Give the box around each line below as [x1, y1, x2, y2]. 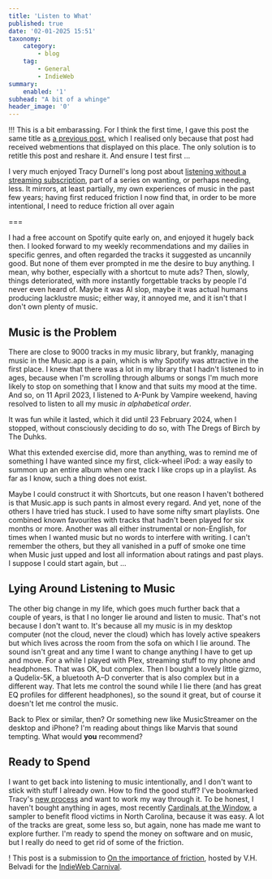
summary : [8, 80, 38, 88]
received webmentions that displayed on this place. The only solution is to [8, 142, 257, 152]
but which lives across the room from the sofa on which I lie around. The [8, 637, 251, 647]
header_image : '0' [8, 102, 71, 111]
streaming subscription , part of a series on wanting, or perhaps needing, [8, 176, 252, 185]
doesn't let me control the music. [8, 698, 119, 708]
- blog [37, 50, 60, 58]
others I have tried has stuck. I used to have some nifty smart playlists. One [8, 506, 260, 516]
